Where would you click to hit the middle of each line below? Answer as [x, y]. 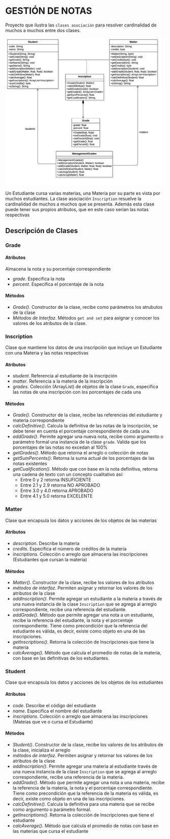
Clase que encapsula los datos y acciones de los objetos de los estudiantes [84, 682]
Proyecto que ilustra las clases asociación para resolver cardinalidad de [81, 25]
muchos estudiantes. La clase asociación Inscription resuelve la [73, 199]
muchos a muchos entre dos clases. [43, 30]
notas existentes [30, 464]
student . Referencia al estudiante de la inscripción [65, 376]
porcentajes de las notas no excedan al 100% [60, 447]
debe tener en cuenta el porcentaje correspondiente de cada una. [81, 431]
